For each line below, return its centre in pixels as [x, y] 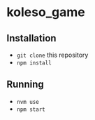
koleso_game [46, 12]
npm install [34, 63]
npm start [31, 109]
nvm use [28, 102]
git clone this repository [52, 55]
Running [25, 85]
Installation [31, 38]
